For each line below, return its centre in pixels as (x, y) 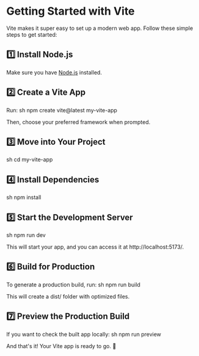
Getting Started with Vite (71, 11)
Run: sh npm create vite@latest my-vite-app (62, 110)
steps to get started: (32, 34)
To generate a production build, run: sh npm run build (73, 285)
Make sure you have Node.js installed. (54, 72)
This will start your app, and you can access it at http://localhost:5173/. (95, 247)
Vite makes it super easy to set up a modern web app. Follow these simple (100, 28)
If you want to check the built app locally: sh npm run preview (84, 334)
